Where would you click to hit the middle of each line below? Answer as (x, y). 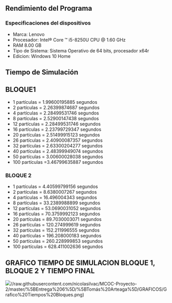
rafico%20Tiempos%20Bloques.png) (45, 295)
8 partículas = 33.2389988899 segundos (56, 203)
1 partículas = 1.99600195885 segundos (55, 102)
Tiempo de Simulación (42, 72)
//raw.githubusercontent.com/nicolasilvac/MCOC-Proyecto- (74, 284)
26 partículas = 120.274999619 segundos (57, 225)
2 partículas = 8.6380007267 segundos (55, 192)
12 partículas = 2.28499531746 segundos (57, 124)
